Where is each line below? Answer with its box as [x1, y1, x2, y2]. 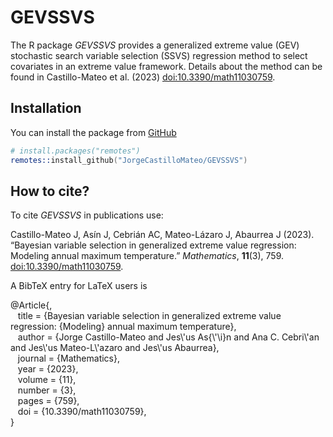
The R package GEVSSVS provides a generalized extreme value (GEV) [10, 39, 300, 51]
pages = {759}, [17, 395, 80, 407]
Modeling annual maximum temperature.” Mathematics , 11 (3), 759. [10, 250, 285, 262]
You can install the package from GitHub [10, 126, 177, 138]
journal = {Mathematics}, [17, 352, 121, 365]
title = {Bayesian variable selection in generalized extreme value [17, 310, 282, 322]
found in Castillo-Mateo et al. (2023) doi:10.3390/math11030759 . [10, 71, 276, 83]
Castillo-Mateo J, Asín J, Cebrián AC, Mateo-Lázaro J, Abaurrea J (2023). [10, 229, 315, 241]
